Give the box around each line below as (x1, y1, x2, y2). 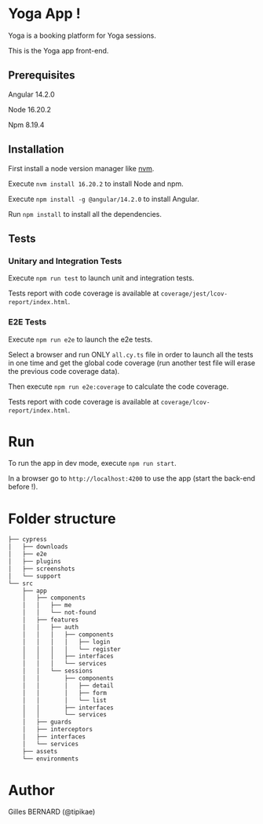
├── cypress (8, 536, 47, 544)
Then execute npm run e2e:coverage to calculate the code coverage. (8, 382, 229, 391)
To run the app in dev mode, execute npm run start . (8, 459, 177, 468)
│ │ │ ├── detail (22, 681, 114, 690)
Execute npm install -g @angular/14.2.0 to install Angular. (8, 194, 199, 203)
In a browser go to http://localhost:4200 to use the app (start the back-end (8, 474, 256, 483)
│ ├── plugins (8, 558, 61, 566)
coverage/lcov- (160, 398, 210, 406)
